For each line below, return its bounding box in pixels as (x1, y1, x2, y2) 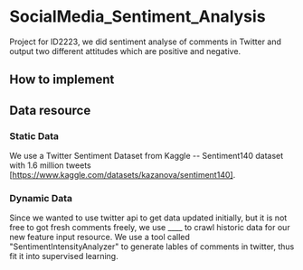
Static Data (9, 129, 60, 142)
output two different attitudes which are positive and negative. (9, 45, 241, 56)
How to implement (9, 72, 115, 88)
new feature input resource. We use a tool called (9, 232, 190, 243)
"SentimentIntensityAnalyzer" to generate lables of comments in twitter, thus (9, 241, 295, 252)
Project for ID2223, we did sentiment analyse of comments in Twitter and (9, 36, 282, 47)
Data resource (9, 102, 91, 118)
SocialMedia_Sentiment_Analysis (9, 6, 266, 27)
